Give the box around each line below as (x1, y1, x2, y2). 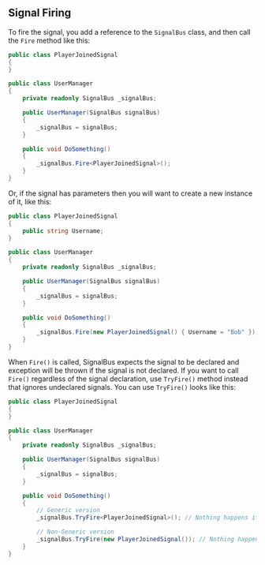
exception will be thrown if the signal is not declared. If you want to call (8, 365, 239, 375)
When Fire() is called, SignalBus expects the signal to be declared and (8, 357, 240, 366)
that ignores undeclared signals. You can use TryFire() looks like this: (8, 382, 237, 391)
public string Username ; (22, 226, 104, 235)
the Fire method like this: (8, 36, 91, 45)
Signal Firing (8, 6, 72, 20)
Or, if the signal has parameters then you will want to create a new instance (8, 189, 253, 198)
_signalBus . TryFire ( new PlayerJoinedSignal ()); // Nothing (36, 536, 235, 544)
